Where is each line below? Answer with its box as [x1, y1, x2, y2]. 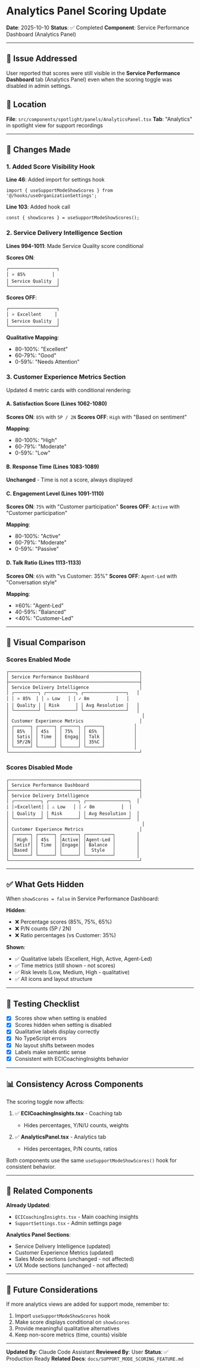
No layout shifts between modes [14, 1041, 95, 1049]
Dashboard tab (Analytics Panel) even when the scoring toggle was [6, 76, 173, 83]
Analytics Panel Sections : [6, 1231, 71, 1238]
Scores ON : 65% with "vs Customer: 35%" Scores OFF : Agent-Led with [6, 572, 177, 579]
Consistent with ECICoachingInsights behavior [14, 1055, 129, 1062]
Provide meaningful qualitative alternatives [14, 1325, 120, 1332]
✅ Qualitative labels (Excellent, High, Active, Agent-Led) [14, 955, 153, 962]
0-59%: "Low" [14, 449, 51, 456]
